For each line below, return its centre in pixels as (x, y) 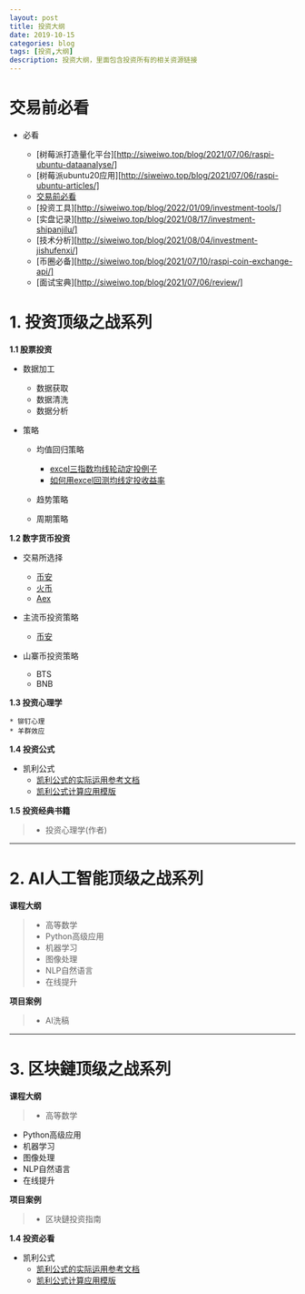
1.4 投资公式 (32, 749)
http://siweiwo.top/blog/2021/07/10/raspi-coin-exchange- (185, 261)
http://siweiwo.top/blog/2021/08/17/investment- (166, 218)
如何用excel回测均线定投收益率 (108, 480)
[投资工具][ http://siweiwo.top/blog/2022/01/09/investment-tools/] (159, 207)
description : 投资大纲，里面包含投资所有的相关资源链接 (103, 60)
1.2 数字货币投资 (40, 538)
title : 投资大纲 (37, 26)
